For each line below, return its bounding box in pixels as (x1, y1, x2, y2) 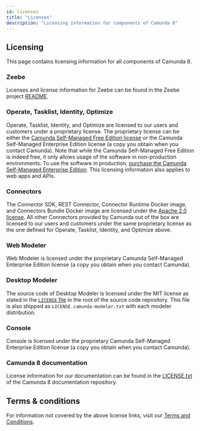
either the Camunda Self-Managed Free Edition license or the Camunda (6, 134, 183, 141)
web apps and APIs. (6, 172, 56, 180)
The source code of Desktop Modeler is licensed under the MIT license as (6, 290, 189, 297)
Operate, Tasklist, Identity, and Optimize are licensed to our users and (6, 121, 178, 129)
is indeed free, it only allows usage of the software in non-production (6, 153, 177, 160)
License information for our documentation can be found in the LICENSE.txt (6, 372, 193, 380)
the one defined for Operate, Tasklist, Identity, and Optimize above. (6, 226, 172, 233)
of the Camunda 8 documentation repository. (6, 378, 117, 386)
